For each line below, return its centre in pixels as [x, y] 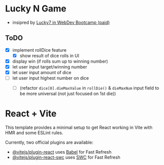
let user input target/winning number [50, 67]
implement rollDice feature [39, 50]
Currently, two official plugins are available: [49, 143]
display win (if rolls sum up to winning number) [60, 61]
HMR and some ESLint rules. [34, 133]
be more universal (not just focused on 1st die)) [68, 94]
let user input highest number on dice [51, 78]
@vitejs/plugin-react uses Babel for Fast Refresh [62, 152]
